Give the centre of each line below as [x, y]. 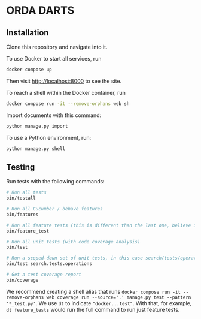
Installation [28, 33]
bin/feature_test [28, 231]
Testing [21, 167]
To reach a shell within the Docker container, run [66, 92]
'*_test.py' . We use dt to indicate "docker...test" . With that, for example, [99, 303]
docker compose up [29, 70]
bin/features [22, 214]
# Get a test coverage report [44, 275]
